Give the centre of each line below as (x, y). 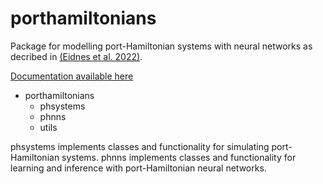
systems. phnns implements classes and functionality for (179, 157)
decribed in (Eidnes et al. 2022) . (76, 56)
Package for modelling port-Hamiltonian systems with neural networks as (161, 46)
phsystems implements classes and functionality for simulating (140, 146)
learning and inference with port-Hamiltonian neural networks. (138, 168)
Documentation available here (72, 76)
